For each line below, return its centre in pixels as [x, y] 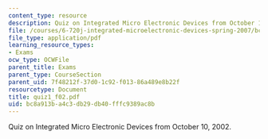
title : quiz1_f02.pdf [44, 97]
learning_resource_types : [51, 45]
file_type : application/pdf [55, 38]
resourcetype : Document [48, 89]
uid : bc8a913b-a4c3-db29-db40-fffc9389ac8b [82, 104]
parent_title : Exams [43, 68]
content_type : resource [48, 15]
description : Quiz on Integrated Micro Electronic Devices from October [132, 23]
